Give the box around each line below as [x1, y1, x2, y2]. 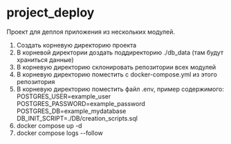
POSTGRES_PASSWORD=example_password [16, 99, 146, 107]
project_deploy [6, 5, 95, 21]
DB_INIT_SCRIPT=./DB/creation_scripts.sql [16, 114, 138, 122]
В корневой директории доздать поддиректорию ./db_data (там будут [16, 48, 224, 56]
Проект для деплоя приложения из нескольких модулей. [6, 28, 176, 36]
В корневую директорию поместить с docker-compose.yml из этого [16, 70, 217, 79]
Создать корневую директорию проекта [16, 41, 137, 49]
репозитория [16, 77, 55, 85]
